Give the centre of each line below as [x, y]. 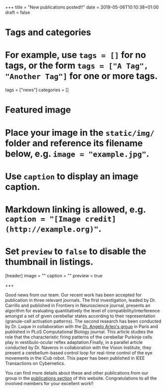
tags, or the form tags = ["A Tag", [77, 66]
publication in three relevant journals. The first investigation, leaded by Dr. [81, 300]
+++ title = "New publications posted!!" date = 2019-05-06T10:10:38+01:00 [82, 7]
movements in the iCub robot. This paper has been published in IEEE [75, 358]
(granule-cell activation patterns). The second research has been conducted [83, 321]
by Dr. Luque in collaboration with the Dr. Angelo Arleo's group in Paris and [82, 326]
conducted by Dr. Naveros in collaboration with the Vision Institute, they [78, 347]
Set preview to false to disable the [76, 251]
